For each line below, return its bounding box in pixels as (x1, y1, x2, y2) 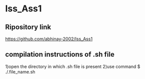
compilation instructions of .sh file (5, 50, 115, 59)
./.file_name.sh (5, 69, 35, 75)
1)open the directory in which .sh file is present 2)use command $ (5, 63, 140, 70)
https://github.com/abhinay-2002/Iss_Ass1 (5, 36, 93, 42)
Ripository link (5, 23, 51, 31)
